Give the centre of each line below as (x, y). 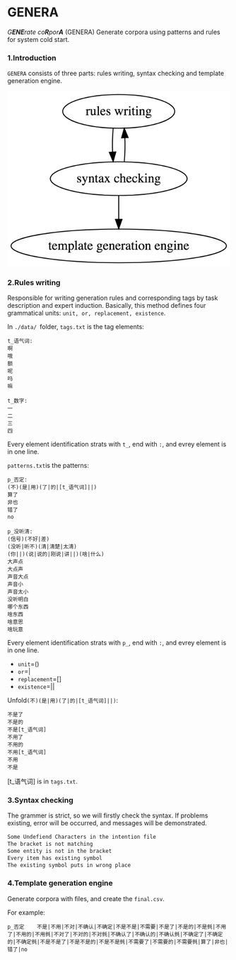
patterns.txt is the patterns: (48, 466)
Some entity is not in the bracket (60, 852)
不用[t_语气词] (27, 752)
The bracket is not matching (50, 844)
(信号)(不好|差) (29, 540)
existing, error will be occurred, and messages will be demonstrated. (107, 823)
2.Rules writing (34, 282)
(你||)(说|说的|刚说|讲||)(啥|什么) (56, 554)
